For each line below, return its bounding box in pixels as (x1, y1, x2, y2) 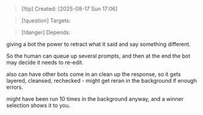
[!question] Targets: (21, 17, 71, 24)
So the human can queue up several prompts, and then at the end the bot (6, 52, 191, 60)
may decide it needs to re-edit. (6, 59, 84, 66)
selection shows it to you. (6, 102, 71, 109)
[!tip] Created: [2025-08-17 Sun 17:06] (21, 5, 118, 12)
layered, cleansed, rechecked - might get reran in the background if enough (6, 77, 197, 84)
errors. (6, 83, 23, 91)
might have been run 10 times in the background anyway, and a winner (6, 96, 184, 102)
